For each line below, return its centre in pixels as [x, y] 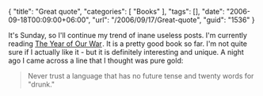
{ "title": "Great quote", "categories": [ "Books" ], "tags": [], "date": [116, 12]
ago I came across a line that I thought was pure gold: [96, 60]
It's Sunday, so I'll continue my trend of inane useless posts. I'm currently [128, 35]
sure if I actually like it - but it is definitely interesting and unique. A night [126, 52]
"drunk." [41, 84]
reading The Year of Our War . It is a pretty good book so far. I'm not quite [128, 44]
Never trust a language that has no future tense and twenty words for [141, 76]
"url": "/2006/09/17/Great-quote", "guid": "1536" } [173, 20]
